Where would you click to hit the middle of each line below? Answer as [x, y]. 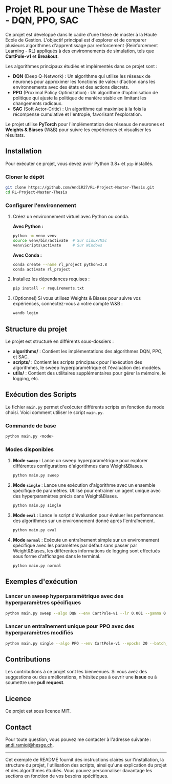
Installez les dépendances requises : [51, 279]
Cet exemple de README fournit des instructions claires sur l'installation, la [85, 759]
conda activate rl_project [41, 269]
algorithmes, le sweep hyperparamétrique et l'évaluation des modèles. [87, 368]
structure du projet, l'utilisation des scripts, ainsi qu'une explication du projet [86, 765]
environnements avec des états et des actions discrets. [71, 87]
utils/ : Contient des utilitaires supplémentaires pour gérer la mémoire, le [89, 373]
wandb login [25, 313]
